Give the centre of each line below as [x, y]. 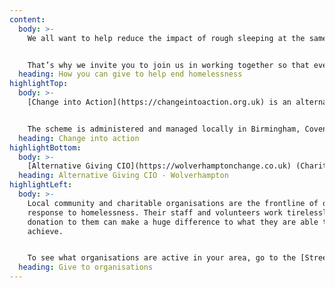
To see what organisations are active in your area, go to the [162, 258]
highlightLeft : [41, 185]
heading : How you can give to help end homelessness [130, 74]
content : [27, 19]
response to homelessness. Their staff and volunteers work [155, 212]
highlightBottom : [45, 147]
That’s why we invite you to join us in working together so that [168, 65]
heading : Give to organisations [86, 267]
